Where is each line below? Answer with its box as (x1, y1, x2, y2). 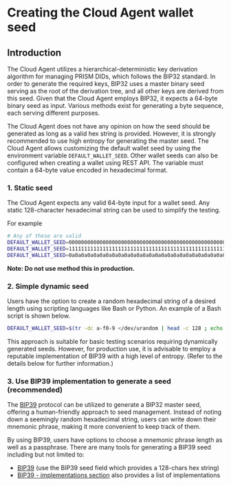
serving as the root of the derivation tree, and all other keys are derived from (7, 87, 224, 95)
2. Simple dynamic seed (7, 281, 89, 291)
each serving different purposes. (7, 109, 100, 117)
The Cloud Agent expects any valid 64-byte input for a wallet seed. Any (7, 199, 210, 207)
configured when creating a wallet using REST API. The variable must (7, 159, 204, 166)
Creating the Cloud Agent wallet (7, 5, 194, 21)
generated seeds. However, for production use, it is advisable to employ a (7, 344, 217, 353)
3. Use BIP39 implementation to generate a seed (7, 376, 172, 386)
